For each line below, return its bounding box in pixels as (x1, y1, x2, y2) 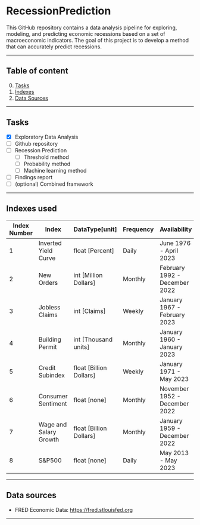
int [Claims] (73, 306, 106, 315)
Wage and (38, 420, 67, 428)
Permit (38, 342, 57, 351)
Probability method (23, 160, 71, 167)
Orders (38, 278, 58, 287)
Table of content (6, 66, 68, 76)
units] (73, 342, 90, 351)
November (160, 384, 189, 392)
